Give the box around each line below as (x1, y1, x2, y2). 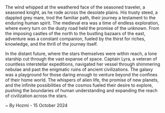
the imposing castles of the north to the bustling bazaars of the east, (5, 31, 146, 36)
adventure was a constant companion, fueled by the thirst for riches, (5, 36, 146, 42)
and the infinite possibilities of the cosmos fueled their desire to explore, (5, 82, 153, 88)
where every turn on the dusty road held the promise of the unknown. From (5, 25, 160, 31)
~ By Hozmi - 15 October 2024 (5, 103, 68, 108)
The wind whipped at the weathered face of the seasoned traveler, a (5, 4, 146, 10)
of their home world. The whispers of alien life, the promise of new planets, (5, 77, 159, 83)
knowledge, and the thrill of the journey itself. (5, 41, 98, 47)
